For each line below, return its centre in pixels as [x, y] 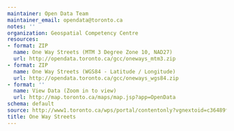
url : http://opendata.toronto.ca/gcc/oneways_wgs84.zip [96, 78]
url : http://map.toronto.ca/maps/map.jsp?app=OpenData [95, 98]
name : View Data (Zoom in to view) [65, 91]
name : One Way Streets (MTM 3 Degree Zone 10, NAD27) [93, 53]
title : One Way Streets [42, 116]
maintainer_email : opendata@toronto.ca [65, 20]
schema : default [31, 104]
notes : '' [22, 26]
